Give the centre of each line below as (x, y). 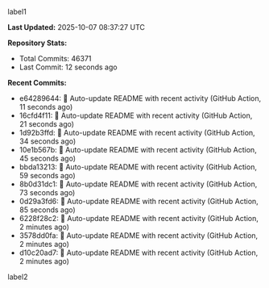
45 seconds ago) (47, 158)
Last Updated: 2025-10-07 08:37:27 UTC (77, 27)
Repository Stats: (37, 43)
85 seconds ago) (47, 210)
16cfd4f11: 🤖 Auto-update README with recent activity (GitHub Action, (136, 115)
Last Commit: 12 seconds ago (68, 67)
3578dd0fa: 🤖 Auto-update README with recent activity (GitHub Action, (139, 236)
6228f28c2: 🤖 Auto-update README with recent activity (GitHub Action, (139, 218)
